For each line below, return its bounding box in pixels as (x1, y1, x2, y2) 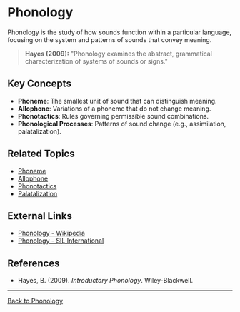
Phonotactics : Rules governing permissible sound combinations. (17, 111, 209, 120)
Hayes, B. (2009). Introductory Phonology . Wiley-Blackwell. (17, 276, 194, 285)
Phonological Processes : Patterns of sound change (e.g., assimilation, (17, 119, 226, 128)
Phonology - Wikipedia (17, 229, 86, 238)
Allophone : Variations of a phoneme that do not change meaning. (17, 104, 211, 113)
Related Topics (7, 148, 75, 160)
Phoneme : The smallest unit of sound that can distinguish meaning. (17, 96, 217, 105)
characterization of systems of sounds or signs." (24, 56, 168, 65)
